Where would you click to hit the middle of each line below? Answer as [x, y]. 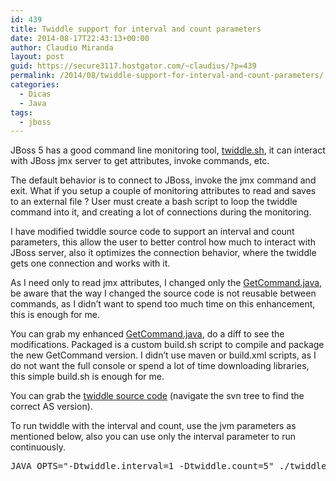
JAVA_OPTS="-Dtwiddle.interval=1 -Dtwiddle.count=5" [142, 466]
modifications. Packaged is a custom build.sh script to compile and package [167, 345]
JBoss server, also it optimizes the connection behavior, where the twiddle [163, 253]
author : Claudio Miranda [62, 47]
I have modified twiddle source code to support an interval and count [152, 232]
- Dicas [35, 94]
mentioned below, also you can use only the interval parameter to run [153, 437]
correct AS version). [51, 407]
